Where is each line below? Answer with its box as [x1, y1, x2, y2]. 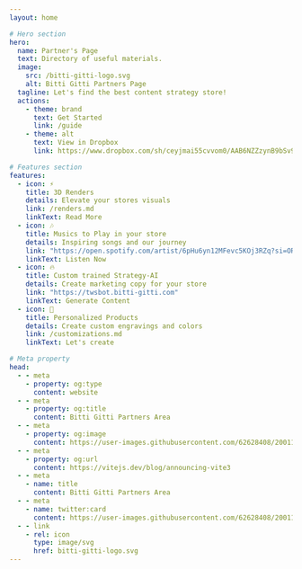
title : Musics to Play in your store [25, 229, 167, 238]
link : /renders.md [25, 204, 94, 214]
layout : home [9, 13, 58, 22]
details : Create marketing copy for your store [25, 280, 207, 289]
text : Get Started [32, 113, 102, 122]
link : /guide [32, 121, 83, 130]
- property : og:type [25, 379, 102, 388]
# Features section [9, 163, 83, 172]
